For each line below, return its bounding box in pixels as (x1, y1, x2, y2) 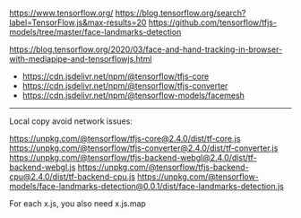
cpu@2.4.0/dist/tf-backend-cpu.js (9, 171, 136, 182)
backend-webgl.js (9, 161, 76, 172)
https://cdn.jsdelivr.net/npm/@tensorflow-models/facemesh (21, 90, 245, 100)
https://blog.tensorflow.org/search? (115, 8, 246, 18)
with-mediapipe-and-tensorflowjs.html (9, 54, 152, 64)
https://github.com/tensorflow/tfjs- (148, 17, 278, 28)
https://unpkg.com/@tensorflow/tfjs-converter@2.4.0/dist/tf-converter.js (9, 143, 279, 153)
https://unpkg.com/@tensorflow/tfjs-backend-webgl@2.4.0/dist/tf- (9, 153, 257, 162)
